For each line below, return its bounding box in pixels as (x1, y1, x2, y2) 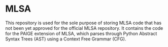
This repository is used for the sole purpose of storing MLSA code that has (5, 20, 161, 26)
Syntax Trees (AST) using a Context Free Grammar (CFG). (5, 36, 126, 42)
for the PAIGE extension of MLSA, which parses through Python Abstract (5, 30, 157, 36)
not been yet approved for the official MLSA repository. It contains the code (5, 25, 163, 31)
